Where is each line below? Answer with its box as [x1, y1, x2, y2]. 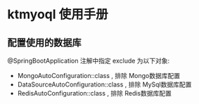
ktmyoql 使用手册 [7, 6, 108, 22]
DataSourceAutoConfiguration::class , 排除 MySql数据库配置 [17, 80, 192, 89]
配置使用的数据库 [7, 37, 82, 48]
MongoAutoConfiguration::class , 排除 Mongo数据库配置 [17, 72, 181, 79]
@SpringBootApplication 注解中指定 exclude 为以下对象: [7, 57, 170, 65]
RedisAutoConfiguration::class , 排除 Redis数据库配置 [17, 89, 172, 97]
